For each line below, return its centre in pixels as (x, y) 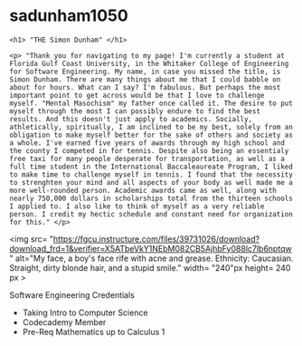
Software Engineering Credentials (72, 294)
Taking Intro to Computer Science (85, 312)
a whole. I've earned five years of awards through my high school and (147, 143)
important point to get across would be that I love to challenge (137, 95)
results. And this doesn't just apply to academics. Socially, (131, 119)
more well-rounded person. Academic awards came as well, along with (143, 190)
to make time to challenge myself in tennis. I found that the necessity (151, 174)
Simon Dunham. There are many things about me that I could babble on (145, 79)
